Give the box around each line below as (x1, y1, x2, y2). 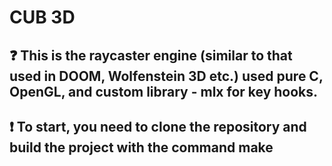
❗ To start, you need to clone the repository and (9, 118, 307, 135)
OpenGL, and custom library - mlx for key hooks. (9, 83, 319, 100)
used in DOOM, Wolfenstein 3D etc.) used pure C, (9, 67, 324, 85)
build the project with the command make (9, 139, 274, 156)
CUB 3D (9, 6, 76, 29)
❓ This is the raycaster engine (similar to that (9, 47, 293, 64)
